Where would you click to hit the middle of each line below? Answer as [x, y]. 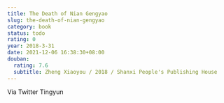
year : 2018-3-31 [31, 46]
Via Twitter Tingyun [35, 92]
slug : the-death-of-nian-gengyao [56, 20]
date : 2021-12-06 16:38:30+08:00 [56, 53]
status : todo [26, 33]
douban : [19, 59]
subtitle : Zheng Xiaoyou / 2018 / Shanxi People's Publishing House [115, 72]
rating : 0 [22, 40]
